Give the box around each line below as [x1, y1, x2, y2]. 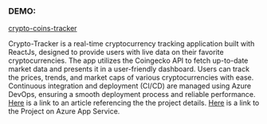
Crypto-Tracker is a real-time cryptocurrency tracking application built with [8, 39, 255, 48]
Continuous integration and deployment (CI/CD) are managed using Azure [8, 81, 252, 91]
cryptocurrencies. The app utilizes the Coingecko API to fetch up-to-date [8, 56, 249, 65]
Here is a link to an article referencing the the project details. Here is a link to [8, 98, 260, 108]
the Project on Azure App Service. [8, 107, 120, 116]
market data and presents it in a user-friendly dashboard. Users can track [8, 64, 249, 74]
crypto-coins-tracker [8, 24, 77, 33]
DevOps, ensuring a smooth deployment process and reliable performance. [8, 90, 257, 99]
